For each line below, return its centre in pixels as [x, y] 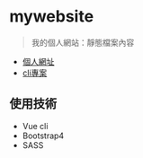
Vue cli [35, 126]
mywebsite [52, 17]
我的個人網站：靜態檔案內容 [83, 42]
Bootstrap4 [43, 136]
